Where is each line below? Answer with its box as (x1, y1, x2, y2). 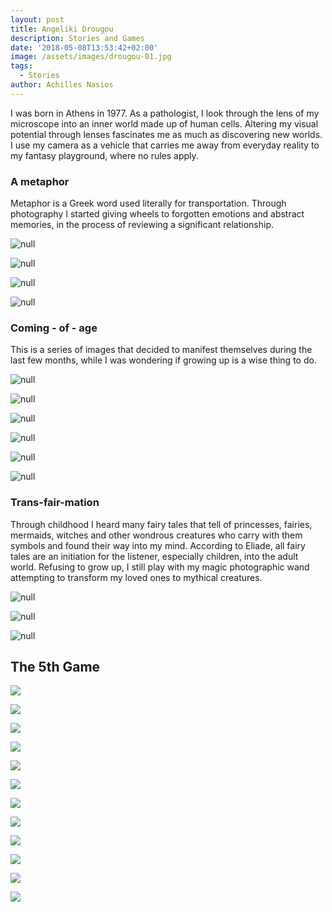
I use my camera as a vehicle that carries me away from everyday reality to (10, 139, 320, 151)
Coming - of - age (10, 321, 98, 335)
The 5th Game (10, 659, 101, 676)
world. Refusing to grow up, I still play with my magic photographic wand (10, 561, 310, 573)
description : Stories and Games (10, 33, 145, 43)
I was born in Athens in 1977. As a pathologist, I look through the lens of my (10, 107, 320, 119)
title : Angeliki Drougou (10, 24, 114, 34)
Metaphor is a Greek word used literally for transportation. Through (10, 197, 287, 210)
